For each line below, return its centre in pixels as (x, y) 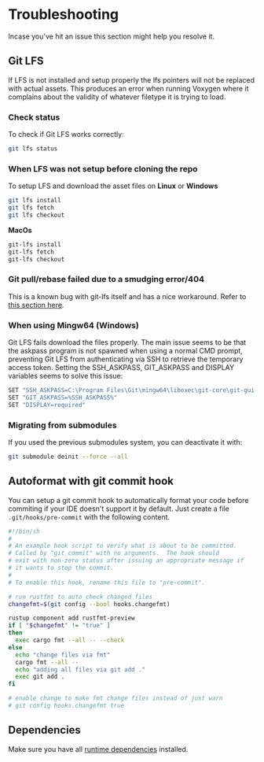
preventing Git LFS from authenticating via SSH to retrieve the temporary (126, 359)
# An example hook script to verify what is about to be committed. (123, 546)
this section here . (36, 305)
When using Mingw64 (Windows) (73, 325)
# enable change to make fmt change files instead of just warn (115, 698)
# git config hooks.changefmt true (66, 706)
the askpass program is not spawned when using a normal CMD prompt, (126, 351)
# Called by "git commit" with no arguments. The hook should (114, 553)
